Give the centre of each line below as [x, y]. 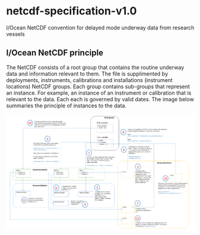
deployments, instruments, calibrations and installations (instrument [90, 80]
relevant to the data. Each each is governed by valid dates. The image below [100, 99]
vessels [16, 34]
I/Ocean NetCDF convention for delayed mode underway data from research [100, 28]
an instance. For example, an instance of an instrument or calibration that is [99, 93]
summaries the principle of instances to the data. [66, 106]
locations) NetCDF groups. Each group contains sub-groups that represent [98, 86]
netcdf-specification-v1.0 [72, 11]
